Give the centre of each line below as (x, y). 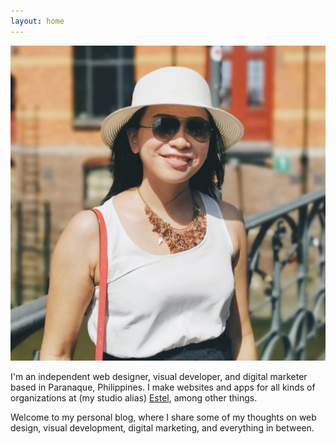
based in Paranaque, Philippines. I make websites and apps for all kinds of (163, 387)
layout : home (37, 21)
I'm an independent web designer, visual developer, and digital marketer (159, 376)
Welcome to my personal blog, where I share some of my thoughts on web (163, 417)
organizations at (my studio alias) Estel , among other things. (134, 397)
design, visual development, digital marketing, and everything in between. (162, 427)
